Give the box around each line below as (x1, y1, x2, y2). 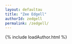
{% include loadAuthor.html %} (5, 34, 67, 40)
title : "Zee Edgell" (5, 12, 47, 17)
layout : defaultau (5, 7, 42, 12)
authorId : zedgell (5, 16, 42, 21)
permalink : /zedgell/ (5, 21, 49, 26)
